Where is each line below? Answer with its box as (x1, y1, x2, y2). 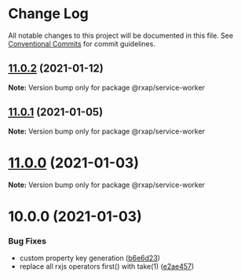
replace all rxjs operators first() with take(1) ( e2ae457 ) (19, 261, 195, 271)
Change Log (8, 5, 89, 23)
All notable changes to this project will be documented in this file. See (8, 31, 234, 40)
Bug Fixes (8, 235, 47, 246)
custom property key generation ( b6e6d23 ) (19, 253, 161, 262)
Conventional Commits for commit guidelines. (8, 39, 155, 48)
